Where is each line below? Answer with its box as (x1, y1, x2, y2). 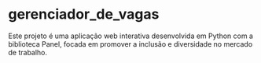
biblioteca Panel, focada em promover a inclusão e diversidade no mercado (8, 39, 253, 48)
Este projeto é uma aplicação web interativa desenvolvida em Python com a (8, 31, 254, 40)
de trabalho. (8, 47, 48, 57)
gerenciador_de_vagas (8, 5, 160, 23)
